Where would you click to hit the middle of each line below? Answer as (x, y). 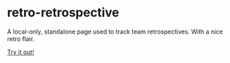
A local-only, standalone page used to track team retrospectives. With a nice (115, 32)
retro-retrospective (63, 13)
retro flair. (21, 38)
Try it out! (21, 52)
